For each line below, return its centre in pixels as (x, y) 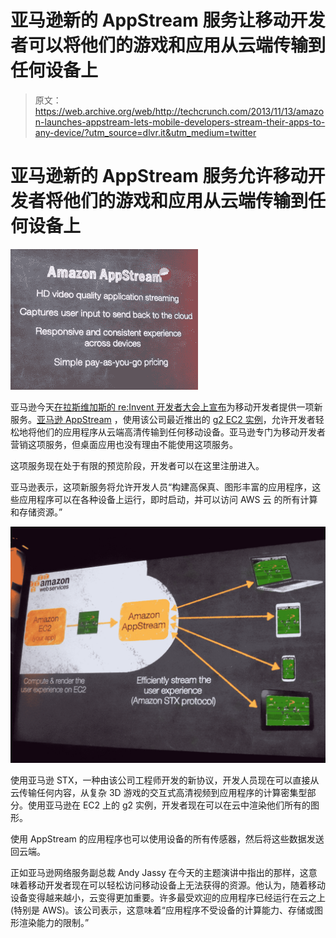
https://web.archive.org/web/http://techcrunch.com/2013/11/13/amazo (179, 111)
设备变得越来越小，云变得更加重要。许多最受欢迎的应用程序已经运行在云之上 (168, 897)
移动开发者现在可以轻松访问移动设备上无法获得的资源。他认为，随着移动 (176, 885)
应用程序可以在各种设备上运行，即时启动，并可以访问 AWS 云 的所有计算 (168, 499)
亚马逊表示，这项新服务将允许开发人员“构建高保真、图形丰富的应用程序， (161, 487)
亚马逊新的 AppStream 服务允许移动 (159, 176)
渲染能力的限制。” (54, 922)
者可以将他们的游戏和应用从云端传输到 (168, 45)
